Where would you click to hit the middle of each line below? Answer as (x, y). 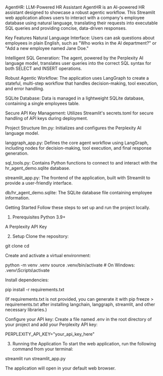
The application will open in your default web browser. (60, 368)
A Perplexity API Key (26, 227)
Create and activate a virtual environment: (48, 255)
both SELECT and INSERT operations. (44, 68)
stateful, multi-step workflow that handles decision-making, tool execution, (82, 83)
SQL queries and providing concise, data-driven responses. (66, 28)
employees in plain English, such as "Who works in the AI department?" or (81, 43)
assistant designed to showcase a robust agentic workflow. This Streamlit (80, 12)
